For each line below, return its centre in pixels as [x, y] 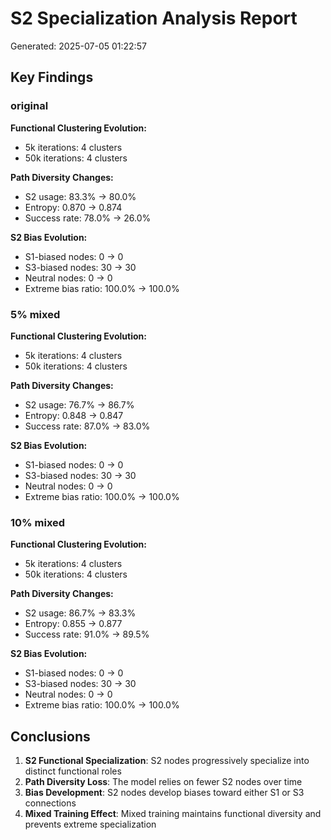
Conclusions [50, 736]
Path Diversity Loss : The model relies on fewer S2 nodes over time [163, 782]
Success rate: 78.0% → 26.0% [88, 218]
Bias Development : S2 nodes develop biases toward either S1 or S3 [164, 793]
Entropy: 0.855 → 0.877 [73, 624]
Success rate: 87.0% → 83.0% [87, 426]
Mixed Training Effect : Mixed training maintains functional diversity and [173, 814]
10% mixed [38, 522]
